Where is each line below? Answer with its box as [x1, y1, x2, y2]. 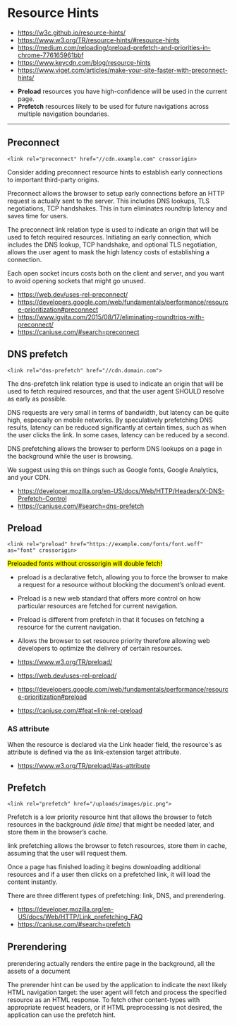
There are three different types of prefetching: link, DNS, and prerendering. [7, 892, 226, 900]
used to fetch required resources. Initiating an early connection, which [7, 232, 212, 241]
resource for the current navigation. [17, 623, 121, 632]
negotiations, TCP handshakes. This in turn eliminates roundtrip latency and [7, 204, 228, 213]
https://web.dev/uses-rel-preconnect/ [17, 290, 128, 298]
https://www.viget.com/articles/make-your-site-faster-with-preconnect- [17, 66, 228, 74]
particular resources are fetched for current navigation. [17, 602, 178, 611]
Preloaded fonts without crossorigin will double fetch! [7, 560, 163, 568]
